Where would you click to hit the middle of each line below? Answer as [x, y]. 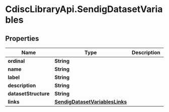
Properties [22, 38]
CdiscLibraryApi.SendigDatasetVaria [84, 9]
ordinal [16, 61]
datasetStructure [29, 94]
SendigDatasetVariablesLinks [91, 102]
